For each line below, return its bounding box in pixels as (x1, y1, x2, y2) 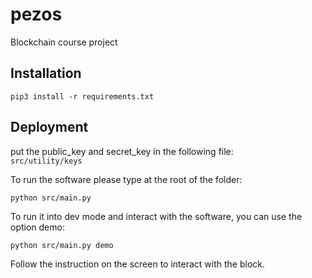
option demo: (10, 221, 65, 233)
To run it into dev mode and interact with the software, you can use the (10, 210, 303, 222)
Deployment (10, 119, 89, 136)
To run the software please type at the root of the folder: (10, 173, 243, 185)
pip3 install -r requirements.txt (10, 91, 155, 102)
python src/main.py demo (10, 240, 114, 250)
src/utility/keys (10, 156, 83, 166)
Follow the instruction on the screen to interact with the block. (10, 258, 266, 270)
